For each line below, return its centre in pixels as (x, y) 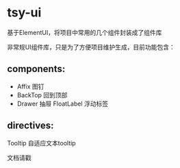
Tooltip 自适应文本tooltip (42, 143)
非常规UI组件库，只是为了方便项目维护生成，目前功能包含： (91, 47)
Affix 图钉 (30, 86)
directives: (30, 126)
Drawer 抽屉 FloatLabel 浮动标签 (63, 104)
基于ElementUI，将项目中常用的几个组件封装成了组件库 (85, 32)
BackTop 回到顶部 (42, 95)
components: (36, 69)
